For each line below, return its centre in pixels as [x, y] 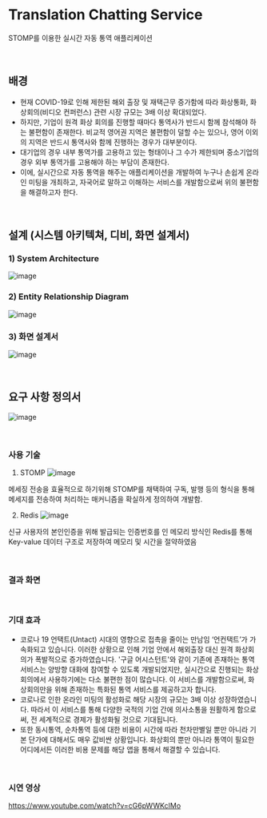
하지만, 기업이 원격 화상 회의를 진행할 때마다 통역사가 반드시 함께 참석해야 [134, 122]
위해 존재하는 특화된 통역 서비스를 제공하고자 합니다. [136, 689]
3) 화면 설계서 [33, 336]
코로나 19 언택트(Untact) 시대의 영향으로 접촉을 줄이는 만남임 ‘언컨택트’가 [133, 639]
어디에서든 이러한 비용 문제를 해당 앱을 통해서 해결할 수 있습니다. [120, 749]
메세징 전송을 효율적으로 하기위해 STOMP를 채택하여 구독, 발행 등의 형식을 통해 [132, 490]
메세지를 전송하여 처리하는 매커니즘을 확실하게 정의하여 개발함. [106, 499]
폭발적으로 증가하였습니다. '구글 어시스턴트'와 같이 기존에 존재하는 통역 [145, 659]
